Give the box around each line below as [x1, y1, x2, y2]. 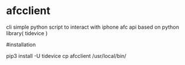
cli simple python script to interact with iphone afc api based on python [6, 23, 179, 30]
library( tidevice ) [6, 29, 48, 36]
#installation [6, 41, 36, 48]
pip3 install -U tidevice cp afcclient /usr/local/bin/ [6, 52, 126, 59]
